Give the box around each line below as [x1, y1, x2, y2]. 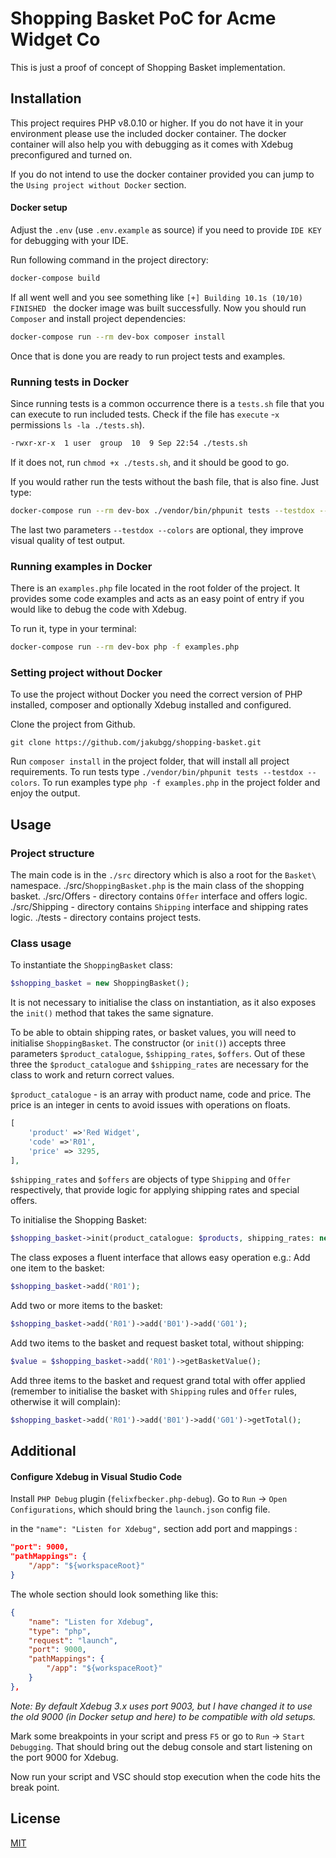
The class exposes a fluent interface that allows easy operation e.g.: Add [10, 1252, 311, 1264]
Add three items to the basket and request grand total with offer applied [10, 1374, 306, 1386]
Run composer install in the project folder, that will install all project [10, 755, 290, 767]
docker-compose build [10, 273, 101, 283]
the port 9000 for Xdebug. [10, 1751, 119, 1763]
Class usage [10, 936, 72, 950]
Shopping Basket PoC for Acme [10, 7, 277, 30]
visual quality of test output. [10, 534, 126, 546]
